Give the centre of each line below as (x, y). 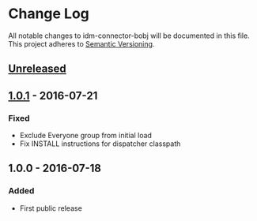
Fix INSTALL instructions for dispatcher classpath (100, 144)
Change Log (49, 14)
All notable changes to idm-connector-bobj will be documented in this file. (129, 36)
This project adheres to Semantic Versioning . (81, 43)
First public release (51, 208)
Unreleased (38, 69)
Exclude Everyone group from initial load (86, 136)
